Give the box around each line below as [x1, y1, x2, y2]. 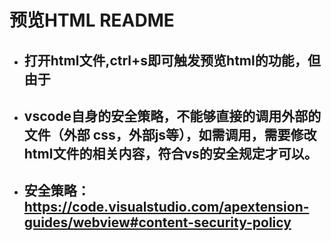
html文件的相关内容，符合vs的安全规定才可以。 [23, 145, 318, 162]
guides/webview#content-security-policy [23, 214, 292, 231]
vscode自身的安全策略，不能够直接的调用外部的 [23, 107, 322, 125]
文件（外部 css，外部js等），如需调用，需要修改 [23, 126, 317, 143]
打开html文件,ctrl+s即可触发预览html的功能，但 [23, 52, 321, 69]
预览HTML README [9, 9, 175, 32]
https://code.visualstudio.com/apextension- [23, 199, 310, 216]
